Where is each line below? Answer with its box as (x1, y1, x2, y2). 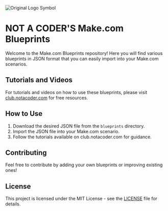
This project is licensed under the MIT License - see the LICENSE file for (5, 196, 157, 202)
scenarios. (5, 61, 28, 67)
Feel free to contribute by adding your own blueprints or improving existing (5, 162, 163, 168)
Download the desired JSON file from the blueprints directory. (12, 123, 145, 129)
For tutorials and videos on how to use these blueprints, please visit (5, 89, 148, 95)
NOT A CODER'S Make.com (5, 23, 124, 34)
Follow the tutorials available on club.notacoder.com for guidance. (12, 134, 152, 140)
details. (5, 201, 21, 207)
